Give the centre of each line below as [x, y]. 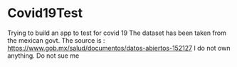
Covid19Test [45, 13]
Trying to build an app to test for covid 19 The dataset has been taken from [117, 33]
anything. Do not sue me [43, 56]
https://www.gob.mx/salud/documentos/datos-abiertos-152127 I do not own [119, 48]
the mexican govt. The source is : [56, 40]
